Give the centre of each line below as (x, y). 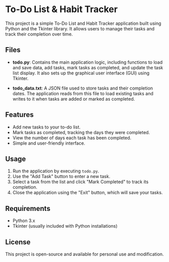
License (18, 242)
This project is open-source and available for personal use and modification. (84, 254)
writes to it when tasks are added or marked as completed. (74, 99)
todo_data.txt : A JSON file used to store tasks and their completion (82, 88)
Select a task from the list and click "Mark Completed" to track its (80, 182)
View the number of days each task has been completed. (72, 138)
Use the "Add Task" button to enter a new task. (61, 177)
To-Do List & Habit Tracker (62, 9)
